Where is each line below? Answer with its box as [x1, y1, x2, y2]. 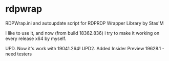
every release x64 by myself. [5, 35, 67, 42]
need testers [5, 51, 32, 57]
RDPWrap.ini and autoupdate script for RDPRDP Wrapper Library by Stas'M [5, 20, 164, 26]
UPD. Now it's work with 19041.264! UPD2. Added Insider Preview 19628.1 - [5, 45, 165, 51]
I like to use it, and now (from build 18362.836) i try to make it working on [5, 30, 160, 36]
